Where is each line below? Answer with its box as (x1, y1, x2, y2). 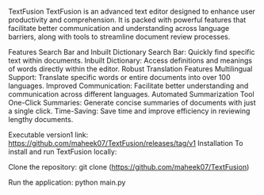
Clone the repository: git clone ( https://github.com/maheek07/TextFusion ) (8, 162, 250, 171)
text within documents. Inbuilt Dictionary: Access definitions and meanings (8, 55, 252, 65)
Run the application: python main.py (8, 178, 126, 187)
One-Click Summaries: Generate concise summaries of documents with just (8, 98, 256, 107)
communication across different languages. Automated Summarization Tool (8, 90, 255, 98)
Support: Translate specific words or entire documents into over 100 (8, 73, 231, 82)
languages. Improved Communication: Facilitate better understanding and (8, 81, 249, 90)
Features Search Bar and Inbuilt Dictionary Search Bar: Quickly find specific (8, 48, 255, 56)
